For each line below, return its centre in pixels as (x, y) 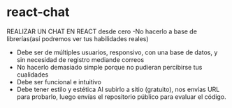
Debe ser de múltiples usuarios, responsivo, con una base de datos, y (117, 52)
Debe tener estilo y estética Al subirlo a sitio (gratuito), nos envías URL (118, 89)
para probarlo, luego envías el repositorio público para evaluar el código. (121, 97)
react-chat (38, 12)
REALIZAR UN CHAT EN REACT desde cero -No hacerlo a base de (102, 31)
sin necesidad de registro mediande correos (80, 59)
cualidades (32, 75)
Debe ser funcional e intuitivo (59, 82)
